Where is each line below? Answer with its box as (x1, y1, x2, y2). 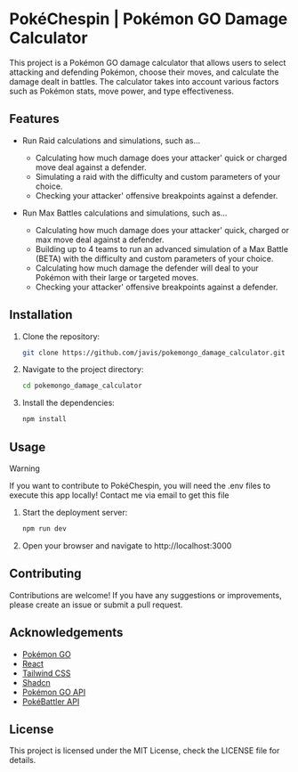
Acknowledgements (9, 625, 124, 640)
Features (9, 111, 60, 126)
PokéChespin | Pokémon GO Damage (9, 9, 288, 29)
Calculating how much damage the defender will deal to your (35, 263, 259, 273)
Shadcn (21, 677, 51, 687)
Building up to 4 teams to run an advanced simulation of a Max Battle (35, 243, 289, 254)
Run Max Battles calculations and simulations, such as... (21, 207, 228, 218)
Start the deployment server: (21, 508, 128, 517)
